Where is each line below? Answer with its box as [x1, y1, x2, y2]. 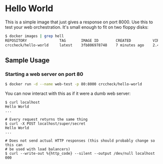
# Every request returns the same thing [5, 117, 88, 122]
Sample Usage [5, 56, 50, 64]
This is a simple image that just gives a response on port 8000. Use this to [5, 19, 153, 25]
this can [5, 143, 23, 147]
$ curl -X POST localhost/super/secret [5, 121, 86, 127]
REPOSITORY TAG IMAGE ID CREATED [5, 38, 131, 43]
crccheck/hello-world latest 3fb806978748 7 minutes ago [5, 42, 145, 48]
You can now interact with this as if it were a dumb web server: [5, 91, 131, 96]
